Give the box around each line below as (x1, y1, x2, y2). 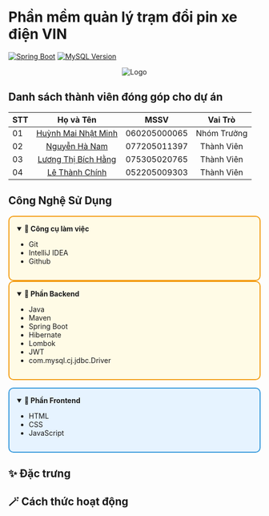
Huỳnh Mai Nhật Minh (35, 127, 118, 139)
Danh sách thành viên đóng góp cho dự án (8, 91, 223, 104)
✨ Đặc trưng (8, 466, 71, 480)
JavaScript (28, 428, 65, 437)
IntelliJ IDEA (28, 248, 69, 257)
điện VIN (8, 25, 68, 43)
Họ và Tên (57, 114, 97, 125)
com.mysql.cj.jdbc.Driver (28, 355, 111, 365)
